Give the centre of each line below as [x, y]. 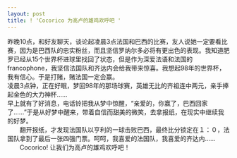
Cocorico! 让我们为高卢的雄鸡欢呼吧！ [75, 147]
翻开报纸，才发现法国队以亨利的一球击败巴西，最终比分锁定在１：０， [121, 129]
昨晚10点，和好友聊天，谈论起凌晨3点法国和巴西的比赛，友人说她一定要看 [115, 41]
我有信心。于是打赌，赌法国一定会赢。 [63, 77]
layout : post [26, 14]
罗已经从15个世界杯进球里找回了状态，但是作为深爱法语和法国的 [100, 59]
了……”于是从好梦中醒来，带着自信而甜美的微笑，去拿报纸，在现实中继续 [113, 112]
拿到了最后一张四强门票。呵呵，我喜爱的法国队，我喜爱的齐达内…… [118, 138]
